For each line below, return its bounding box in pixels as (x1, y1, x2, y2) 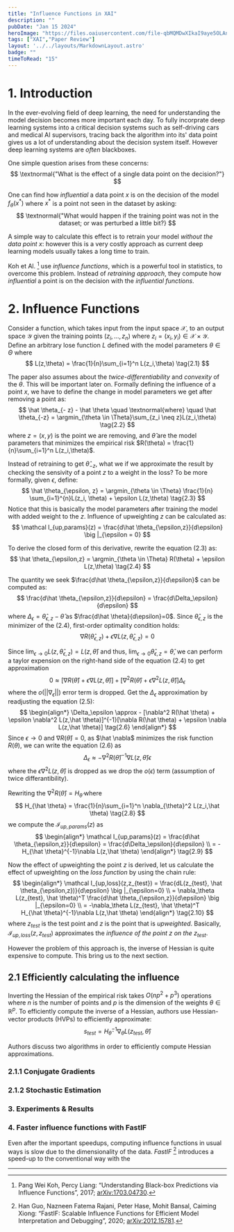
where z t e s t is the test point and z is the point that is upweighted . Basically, (8, 919, 222, 930)
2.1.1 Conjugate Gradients (8, 1067, 96, 1076)
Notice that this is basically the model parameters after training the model (8, 505, 218, 513)
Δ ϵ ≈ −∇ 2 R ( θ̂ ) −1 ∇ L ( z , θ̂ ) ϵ (83, 752, 152, 763)
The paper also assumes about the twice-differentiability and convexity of (8, 373, 220, 381)
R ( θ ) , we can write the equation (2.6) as (8, 741, 122, 749)
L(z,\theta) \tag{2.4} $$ (83, 562, 151, 571)
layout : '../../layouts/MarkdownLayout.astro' (8, 42, 145, 49)
